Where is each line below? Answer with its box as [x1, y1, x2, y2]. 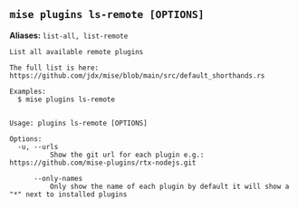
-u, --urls [17, 142, 59, 151]
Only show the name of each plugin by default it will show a [49, 182, 290, 191]
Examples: [9, 87, 47, 96]
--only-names [33, 174, 83, 183]
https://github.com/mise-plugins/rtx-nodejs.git [9, 158, 197, 167]
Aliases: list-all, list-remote [9, 30, 129, 41]
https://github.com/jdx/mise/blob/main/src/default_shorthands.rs [9, 71, 265, 80]
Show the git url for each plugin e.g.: [49, 150, 205, 159]
